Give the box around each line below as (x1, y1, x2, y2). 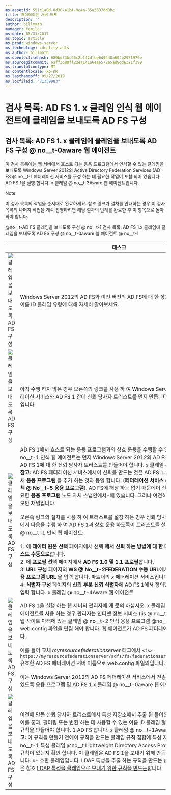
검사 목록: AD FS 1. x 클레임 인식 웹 (5, 102, 144, 114)
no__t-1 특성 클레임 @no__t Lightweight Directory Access (20, 741, 156, 749)
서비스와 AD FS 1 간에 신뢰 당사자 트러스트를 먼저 (35, 393, 148, 400)
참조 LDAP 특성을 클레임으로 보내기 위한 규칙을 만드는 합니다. (26, 764, 163, 772)
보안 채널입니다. (20, 499, 56, 507)
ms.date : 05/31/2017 (5, 31, 49, 36)
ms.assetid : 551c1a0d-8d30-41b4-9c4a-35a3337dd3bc (5, 7, 115, 13)
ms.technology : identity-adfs (5, 45, 70, 50)
